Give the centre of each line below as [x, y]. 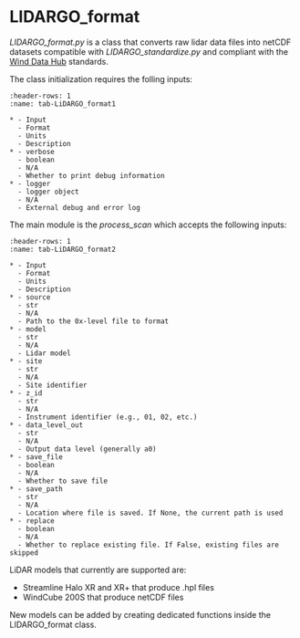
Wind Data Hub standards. [59, 61]
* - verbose [32, 152]
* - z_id [26, 393]
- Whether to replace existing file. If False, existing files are [149, 545]
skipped [24, 553]
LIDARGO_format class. [53, 624]
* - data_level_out [47, 425]
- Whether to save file [62, 481]
